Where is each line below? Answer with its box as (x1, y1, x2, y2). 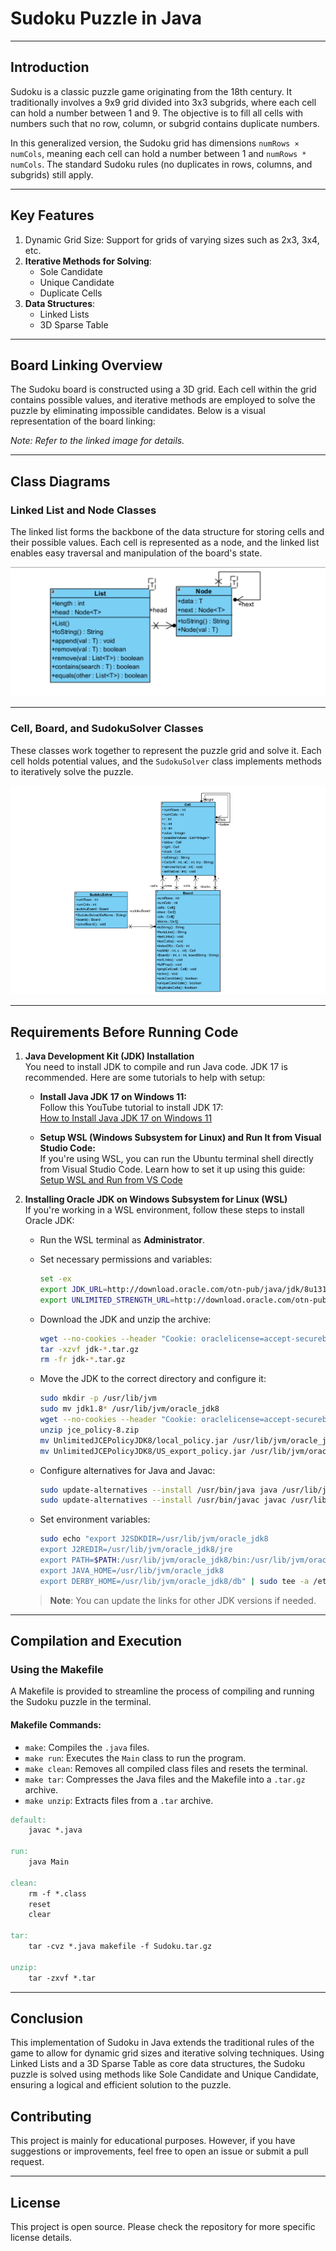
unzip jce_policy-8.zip (39, 1425, 140, 1435)
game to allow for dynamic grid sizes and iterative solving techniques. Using (10, 2047, 325, 2059)
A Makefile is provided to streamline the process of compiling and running (10, 1685, 315, 1697)
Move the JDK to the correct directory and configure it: (39, 1373, 267, 1385)
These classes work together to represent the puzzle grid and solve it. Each (10, 744, 322, 756)
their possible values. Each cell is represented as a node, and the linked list (10, 537, 320, 549)
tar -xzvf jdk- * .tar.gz (39, 1344, 140, 1354)
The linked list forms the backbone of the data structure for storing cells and (10, 526, 325, 538)
